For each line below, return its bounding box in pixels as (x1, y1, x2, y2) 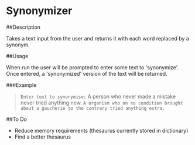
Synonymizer (6, 4, 73, 18)
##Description (6, 23, 41, 31)
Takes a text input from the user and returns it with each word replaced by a (6, 35, 189, 42)
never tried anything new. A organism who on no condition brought (20, 99, 183, 106)
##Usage (6, 52, 29, 59)
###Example (6, 81, 37, 89)
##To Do (6, 116, 28, 123)
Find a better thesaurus (14, 133, 71, 140)
